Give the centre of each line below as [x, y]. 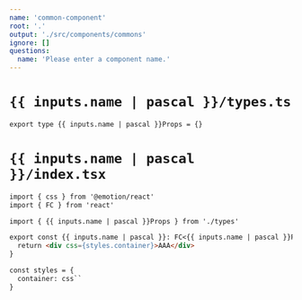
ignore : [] [30, 43]
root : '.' [28, 26]
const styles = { [42, 270]
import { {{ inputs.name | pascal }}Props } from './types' [124, 221]
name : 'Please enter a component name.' [94, 59]
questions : [30, 51]
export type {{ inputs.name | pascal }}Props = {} [106, 124]
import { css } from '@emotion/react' [82, 197]
